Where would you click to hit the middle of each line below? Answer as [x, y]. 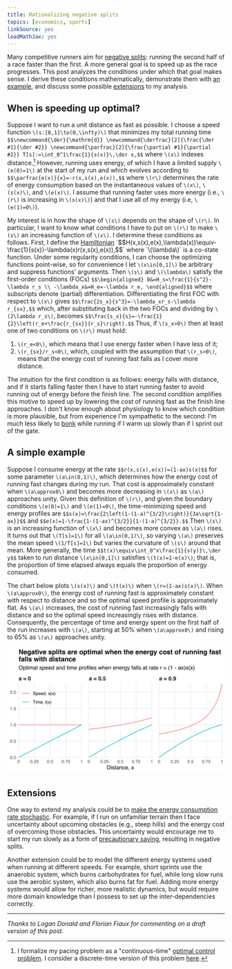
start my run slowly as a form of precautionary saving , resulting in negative [114, 839]
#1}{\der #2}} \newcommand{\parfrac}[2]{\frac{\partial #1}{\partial [109, 148]
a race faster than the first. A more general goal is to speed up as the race [112, 64]
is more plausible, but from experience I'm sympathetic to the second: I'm [112, 416]
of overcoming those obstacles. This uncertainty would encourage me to [110, 832]
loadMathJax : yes [32, 37]
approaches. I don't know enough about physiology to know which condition [116, 409]
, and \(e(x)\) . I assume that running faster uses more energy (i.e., [124, 192]
